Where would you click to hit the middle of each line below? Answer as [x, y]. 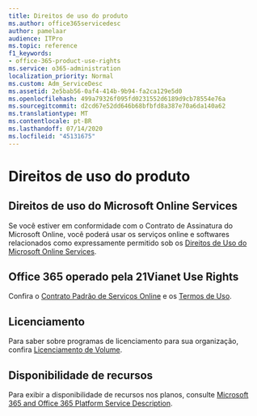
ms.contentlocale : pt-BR [50, 121]
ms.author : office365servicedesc [65, 23]
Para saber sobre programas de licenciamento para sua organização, [124, 342]
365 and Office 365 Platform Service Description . [91, 403]
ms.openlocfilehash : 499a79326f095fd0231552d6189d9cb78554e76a [117, 99]
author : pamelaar [38, 31]
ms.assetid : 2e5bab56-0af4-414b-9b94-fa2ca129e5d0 [95, 91]
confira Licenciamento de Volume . [65, 350]
